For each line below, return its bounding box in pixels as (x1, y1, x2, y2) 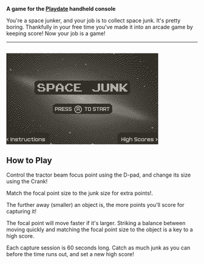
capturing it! (6, 208, 37, 215)
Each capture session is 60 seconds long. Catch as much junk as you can (6, 244, 191, 251)
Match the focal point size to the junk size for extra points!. (6, 189, 154, 197)
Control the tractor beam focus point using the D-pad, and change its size (6, 171, 191, 178)
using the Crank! (6, 178, 48, 185)
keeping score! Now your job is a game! (6, 30, 106, 37)
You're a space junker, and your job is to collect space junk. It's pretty (6, 17, 181, 24)
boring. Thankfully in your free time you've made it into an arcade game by (6, 24, 193, 30)
